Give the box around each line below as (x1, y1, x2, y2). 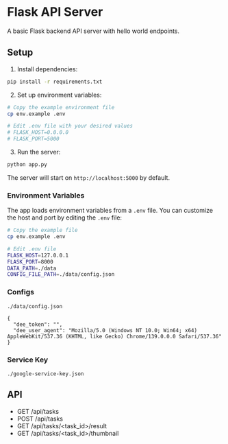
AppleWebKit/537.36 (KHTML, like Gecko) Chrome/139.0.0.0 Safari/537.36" (7, 333, 223, 340)
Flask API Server (7, 4, 103, 20)
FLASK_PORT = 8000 (7, 258, 53, 265)
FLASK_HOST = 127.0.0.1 (7, 252, 69, 259)
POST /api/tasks (16, 414, 64, 423)
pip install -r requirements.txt (7, 78, 103, 85)
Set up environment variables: (16, 91, 102, 99)
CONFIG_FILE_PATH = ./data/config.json (7, 271, 115, 278)
